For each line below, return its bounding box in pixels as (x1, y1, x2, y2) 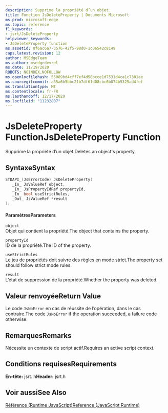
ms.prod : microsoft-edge (5, 17, 58, 22)
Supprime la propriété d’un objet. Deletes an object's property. (5, 149, 136, 155)
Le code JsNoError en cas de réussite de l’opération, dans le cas (5, 306, 141, 312)
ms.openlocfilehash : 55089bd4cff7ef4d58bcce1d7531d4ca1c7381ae (5, 75, 143, 80)
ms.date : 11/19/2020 (5, 65, 50, 70)
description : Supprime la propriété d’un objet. (5, 7, 111, 13)
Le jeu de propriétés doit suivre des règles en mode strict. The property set (5, 257, 163, 263)
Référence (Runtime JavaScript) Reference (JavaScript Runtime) (5, 402, 140, 408)
